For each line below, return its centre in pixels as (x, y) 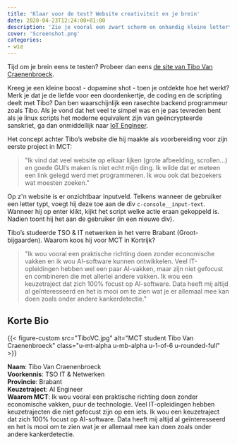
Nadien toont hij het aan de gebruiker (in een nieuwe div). (91, 219)
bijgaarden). (25, 240)
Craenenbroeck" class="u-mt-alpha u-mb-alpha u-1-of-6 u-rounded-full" (114, 345)
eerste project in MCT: (40, 146)
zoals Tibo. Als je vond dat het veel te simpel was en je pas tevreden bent (114, 110)
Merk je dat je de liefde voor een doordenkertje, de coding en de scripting (115, 95)
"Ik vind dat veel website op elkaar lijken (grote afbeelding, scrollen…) (126, 160)
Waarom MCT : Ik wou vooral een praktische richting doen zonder (103, 397)
